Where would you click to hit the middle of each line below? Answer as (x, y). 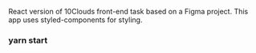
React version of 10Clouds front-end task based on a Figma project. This (128, 11)
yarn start (28, 40)
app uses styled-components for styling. (75, 20)
